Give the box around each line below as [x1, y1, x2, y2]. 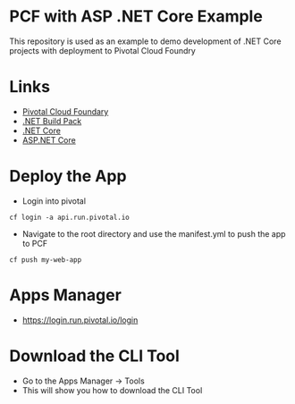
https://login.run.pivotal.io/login [21, 315, 139, 325]
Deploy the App [9, 166, 127, 187]
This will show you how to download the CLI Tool [21, 384, 203, 395]
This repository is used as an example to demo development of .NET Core [9, 36, 282, 46]
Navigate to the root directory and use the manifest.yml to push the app [21, 228, 286, 239]
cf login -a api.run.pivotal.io [9, 213, 130, 222]
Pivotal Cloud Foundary [21, 105, 109, 117]
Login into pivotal [21, 195, 87, 206]
